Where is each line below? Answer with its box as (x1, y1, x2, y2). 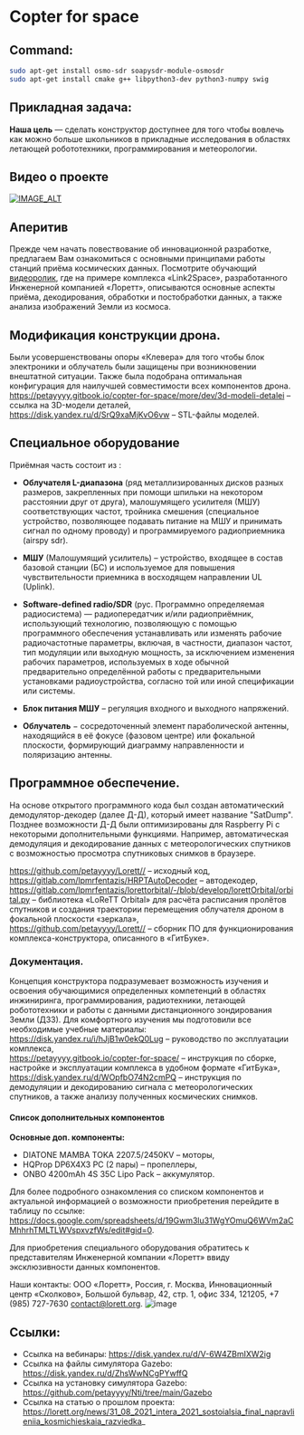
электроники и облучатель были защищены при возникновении (9, 361, 257, 372)
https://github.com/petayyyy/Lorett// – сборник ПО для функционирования (9, 923, 294, 933)
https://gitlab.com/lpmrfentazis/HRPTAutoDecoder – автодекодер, (9, 875, 258, 885)
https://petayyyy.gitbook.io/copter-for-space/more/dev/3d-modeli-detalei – (9, 390, 291, 400)
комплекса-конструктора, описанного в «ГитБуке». (9, 933, 210, 943)
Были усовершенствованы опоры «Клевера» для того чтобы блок (9, 351, 265, 362)
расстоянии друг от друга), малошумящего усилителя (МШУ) (22, 496, 261, 507)
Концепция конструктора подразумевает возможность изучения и (9, 975, 269, 986)
